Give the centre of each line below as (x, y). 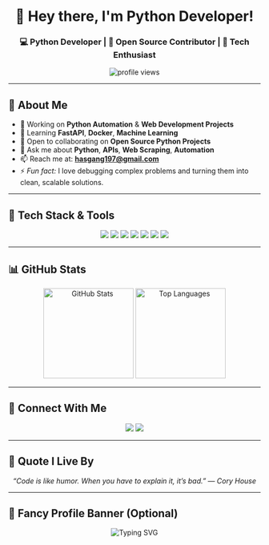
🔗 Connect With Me (58, 408)
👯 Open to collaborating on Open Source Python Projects (115, 141)
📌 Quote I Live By (51, 461)
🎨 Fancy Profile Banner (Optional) (93, 513)
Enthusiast (134, 55)
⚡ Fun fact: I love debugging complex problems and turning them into (134, 171)
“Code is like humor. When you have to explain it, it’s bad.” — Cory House (134, 481)
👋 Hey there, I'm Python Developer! (134, 16)
